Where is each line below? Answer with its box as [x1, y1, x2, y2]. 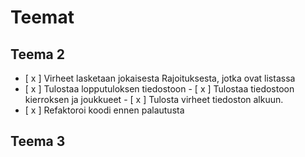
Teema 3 [10, 133, 66, 150]
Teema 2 [10, 46, 65, 63]
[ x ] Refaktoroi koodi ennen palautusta [24, 104, 185, 116]
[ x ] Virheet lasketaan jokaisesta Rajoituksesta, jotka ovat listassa [24, 72, 296, 84]
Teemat [10, 6, 75, 29]
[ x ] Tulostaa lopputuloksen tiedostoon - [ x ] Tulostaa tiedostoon [24, 83, 295, 95]
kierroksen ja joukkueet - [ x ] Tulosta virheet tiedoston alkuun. [24, 94, 284, 105]
